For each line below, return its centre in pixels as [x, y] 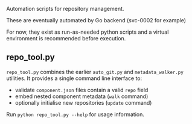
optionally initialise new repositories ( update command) [83, 102]
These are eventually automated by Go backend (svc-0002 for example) [96, 20]
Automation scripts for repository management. [65, 9]
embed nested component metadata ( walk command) [82, 96]
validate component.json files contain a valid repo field [82, 90]
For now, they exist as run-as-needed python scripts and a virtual [88, 32]
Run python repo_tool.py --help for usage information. [75, 114]
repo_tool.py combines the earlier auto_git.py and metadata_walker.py [95, 72]
